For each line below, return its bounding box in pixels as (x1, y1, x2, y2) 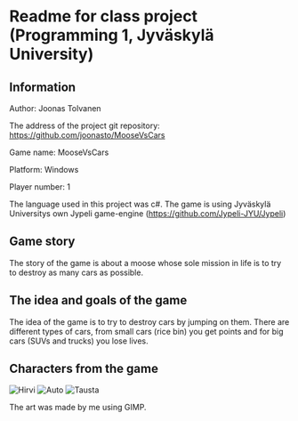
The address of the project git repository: (9, 120, 160, 131)
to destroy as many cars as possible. (9, 267, 144, 278)
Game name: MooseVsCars (9, 147, 109, 158)
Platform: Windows (9, 165, 79, 174)
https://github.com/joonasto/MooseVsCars (9, 130, 165, 140)
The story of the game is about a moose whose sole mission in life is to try (9, 257, 282, 268)
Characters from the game (9, 361, 158, 376)
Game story (9, 234, 76, 249)
